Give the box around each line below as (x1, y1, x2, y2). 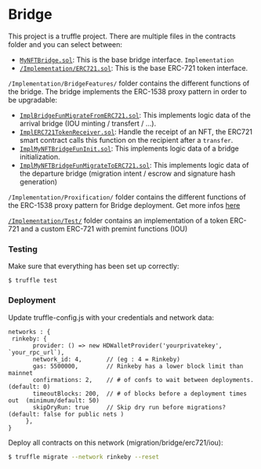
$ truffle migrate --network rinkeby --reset (8, 453, 159, 460)
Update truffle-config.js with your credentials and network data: (8, 312, 214, 322)
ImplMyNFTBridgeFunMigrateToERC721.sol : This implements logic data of (19, 160, 249, 169)
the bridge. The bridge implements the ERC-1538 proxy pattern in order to (8, 86, 247, 96)
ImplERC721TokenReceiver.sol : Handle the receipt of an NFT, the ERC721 (19, 127, 253, 136)
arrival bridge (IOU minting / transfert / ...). (19, 118, 157, 128)
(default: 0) (8, 383, 51, 391)
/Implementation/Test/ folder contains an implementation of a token (8, 216, 229, 225)
